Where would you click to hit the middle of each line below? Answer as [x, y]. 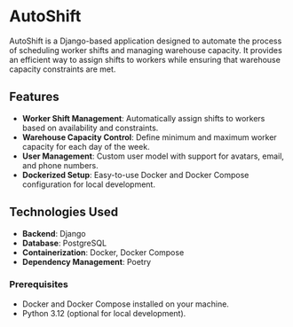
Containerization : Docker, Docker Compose [103, 252]
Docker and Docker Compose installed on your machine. [125, 304]
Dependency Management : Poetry [87, 261]
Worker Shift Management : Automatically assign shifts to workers [143, 118]
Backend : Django [54, 233]
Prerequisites [39, 284]
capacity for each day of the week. [86, 146]
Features [34, 97]
